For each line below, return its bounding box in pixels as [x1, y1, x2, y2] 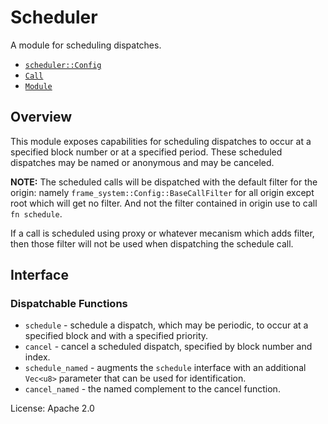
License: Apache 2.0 [10, 402, 95, 415]
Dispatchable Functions [10, 297, 128, 311]
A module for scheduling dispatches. [10, 39, 162, 51]
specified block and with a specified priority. [24, 330, 209, 342]
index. [24, 351, 51, 363]
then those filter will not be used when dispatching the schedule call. [10, 237, 294, 250]
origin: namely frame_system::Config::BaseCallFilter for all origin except [10, 186, 315, 198]
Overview [10, 109, 73, 126]
